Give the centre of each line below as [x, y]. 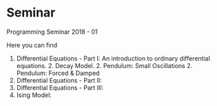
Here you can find [32, 45]
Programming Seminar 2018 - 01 [52, 32]
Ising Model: [34, 95]
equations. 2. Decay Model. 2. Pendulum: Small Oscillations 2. [104, 65]
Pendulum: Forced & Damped [58, 73]
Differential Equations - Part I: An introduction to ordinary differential [113, 58]
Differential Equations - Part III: [60, 87]
